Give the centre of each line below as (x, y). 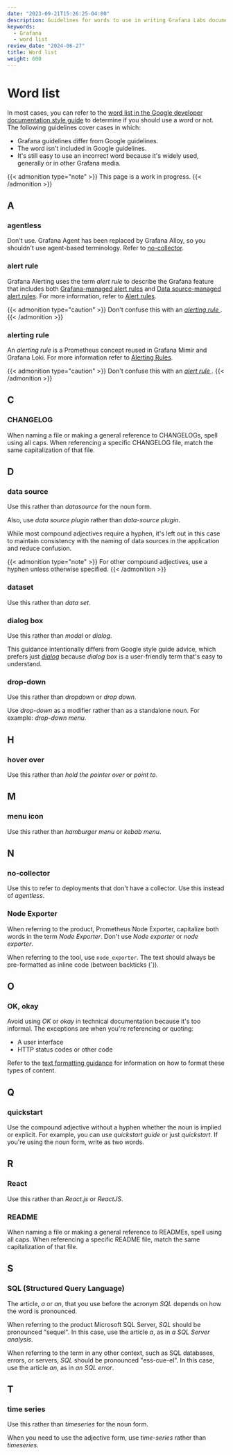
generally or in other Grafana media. (69, 163)
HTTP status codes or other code (65, 1050)
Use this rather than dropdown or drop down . (72, 697)
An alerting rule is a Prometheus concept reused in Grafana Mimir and (107, 350)
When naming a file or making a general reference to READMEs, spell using (114, 1232)
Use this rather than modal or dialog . (60, 635)
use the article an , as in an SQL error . (61, 1367)
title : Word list (32, 53)
